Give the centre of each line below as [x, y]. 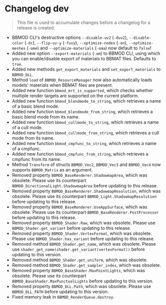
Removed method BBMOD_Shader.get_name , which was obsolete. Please [84, 244]
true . [17, 64]
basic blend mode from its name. [46, 117]
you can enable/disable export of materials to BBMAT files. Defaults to [84, 58]
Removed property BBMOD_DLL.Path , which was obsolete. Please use [82, 286]
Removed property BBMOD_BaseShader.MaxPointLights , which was [79, 270]
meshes [19, 48]
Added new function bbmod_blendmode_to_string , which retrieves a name [86, 101]
